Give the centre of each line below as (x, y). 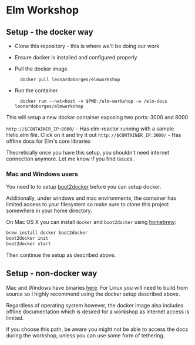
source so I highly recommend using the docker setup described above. (93, 294)
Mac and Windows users (42, 174)
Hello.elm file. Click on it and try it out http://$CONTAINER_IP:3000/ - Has (94, 135)
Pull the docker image (41, 69)
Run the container (36, 91)
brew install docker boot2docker (47, 233)
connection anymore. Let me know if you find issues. (70, 159)
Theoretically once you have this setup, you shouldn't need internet (88, 153)
